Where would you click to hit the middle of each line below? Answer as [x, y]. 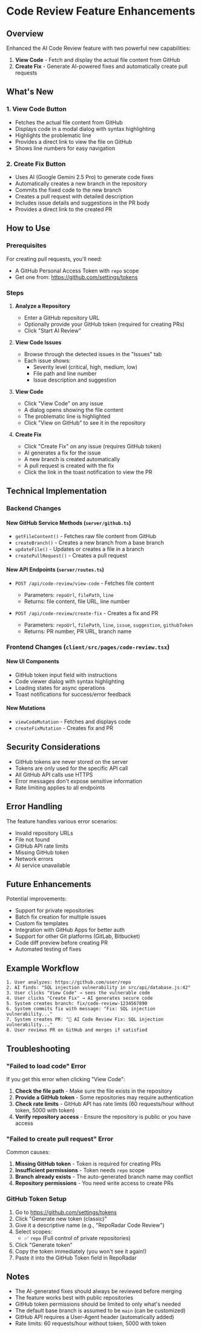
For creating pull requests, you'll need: [54, 258]
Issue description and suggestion [75, 380]
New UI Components [33, 661]
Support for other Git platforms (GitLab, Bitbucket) [77, 936]
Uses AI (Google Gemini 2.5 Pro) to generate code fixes [84, 177]
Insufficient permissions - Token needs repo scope [80, 1170]
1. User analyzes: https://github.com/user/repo [69, 982]
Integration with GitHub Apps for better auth [70, 930]
